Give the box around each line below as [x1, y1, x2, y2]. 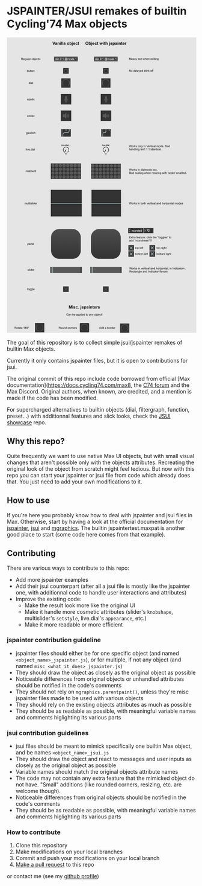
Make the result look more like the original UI [24, 602, 136, 609]
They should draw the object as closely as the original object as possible [15, 669, 196, 676]
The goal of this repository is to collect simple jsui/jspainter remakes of [7, 339, 183, 346]
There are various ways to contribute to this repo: [7, 564, 130, 572]
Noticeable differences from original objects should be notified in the [15, 794, 186, 801]
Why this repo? [7, 436, 65, 447]
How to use [7, 496, 50, 506]
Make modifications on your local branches [15, 848, 123, 855]
